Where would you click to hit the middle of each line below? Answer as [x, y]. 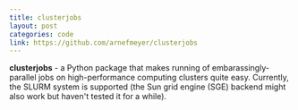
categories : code [42, 34]
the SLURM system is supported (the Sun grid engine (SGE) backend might [148, 87]
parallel [23, 78]
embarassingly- [241, 68]
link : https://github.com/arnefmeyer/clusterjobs [104, 42]
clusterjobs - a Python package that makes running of [110, 68]
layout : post [34, 26]
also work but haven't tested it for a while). [88, 97]
